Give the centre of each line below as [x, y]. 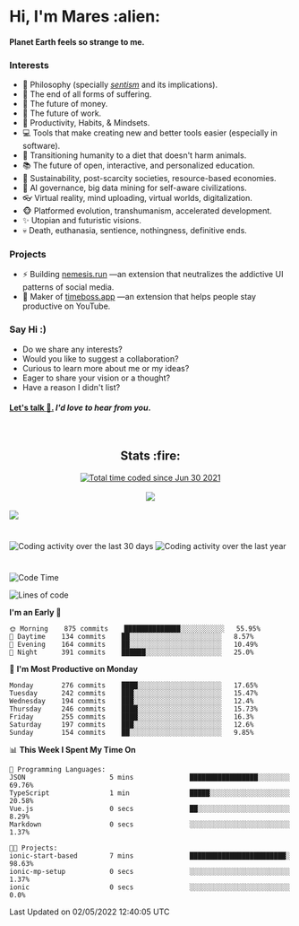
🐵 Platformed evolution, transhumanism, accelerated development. [147, 211]
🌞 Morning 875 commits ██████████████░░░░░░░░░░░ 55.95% [135, 629]
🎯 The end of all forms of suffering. [87, 94]
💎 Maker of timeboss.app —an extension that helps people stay [139, 297]
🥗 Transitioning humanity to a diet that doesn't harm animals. [134, 155]
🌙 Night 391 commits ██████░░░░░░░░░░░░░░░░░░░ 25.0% [132, 652]
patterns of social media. [68, 287]
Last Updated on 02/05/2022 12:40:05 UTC [90, 912]
